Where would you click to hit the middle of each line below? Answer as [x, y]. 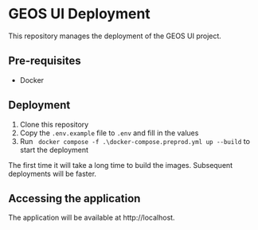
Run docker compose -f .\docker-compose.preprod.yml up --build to [135, 141]
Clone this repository [54, 124]
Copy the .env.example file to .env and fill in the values [109, 133]
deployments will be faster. [53, 173]
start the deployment [54, 150]
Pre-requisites [45, 61]
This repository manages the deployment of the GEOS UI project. [115, 36]
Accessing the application [74, 199]
